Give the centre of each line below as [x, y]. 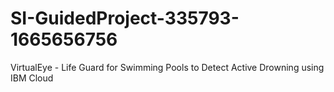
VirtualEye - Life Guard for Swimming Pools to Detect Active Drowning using [167, 67]
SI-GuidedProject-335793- [125, 18]
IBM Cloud [32, 78]
